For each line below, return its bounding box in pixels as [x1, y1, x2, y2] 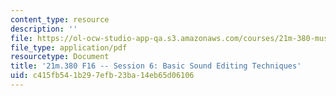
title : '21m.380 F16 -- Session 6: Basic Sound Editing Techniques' [10, 61, 302, 71]
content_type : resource [10, 14, 110, 25]
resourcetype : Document [10, 52, 110, 62]
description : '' [10, 24, 78, 34]
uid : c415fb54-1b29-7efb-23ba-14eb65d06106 [10, 71, 195, 81]
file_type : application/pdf [10, 42, 128, 53]
